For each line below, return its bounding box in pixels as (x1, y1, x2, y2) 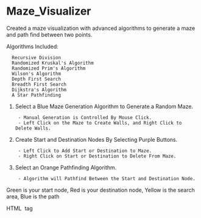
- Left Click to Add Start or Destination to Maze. (18, 148, 152, 154)
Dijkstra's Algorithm (12, 87, 67, 93)
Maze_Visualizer (6, 4, 91, 18)
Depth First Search (12, 76, 62, 82)
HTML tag (6, 205, 33, 212)
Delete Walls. (15, 125, 51, 131)
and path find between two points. (6, 31, 93, 38)
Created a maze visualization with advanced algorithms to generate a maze (6, 24, 196, 32)
